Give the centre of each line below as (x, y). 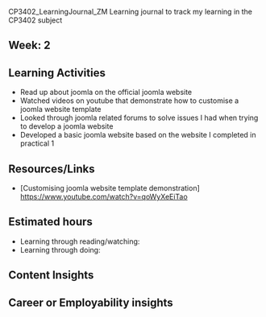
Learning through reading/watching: (80, 241)
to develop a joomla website (66, 126)
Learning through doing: (60, 249)
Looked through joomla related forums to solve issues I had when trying (139, 118)
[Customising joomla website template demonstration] (110, 188)
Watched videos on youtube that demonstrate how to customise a (129, 101)
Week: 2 (29, 45)
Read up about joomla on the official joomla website (106, 93)
